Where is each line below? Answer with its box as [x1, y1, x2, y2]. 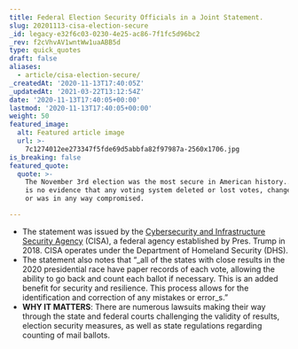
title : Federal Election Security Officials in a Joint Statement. [9, 12, 264, 22]
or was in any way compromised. [25, 194, 145, 204]
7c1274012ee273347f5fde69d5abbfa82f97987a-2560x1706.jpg [25, 144, 240, 153]
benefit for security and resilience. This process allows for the [21, 283, 249, 293]
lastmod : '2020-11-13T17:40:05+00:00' [9, 104, 153, 112]
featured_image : [9, 120, 69, 129]
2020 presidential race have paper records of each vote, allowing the [21, 263, 275, 275]
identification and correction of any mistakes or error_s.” [21, 291, 229, 302]
